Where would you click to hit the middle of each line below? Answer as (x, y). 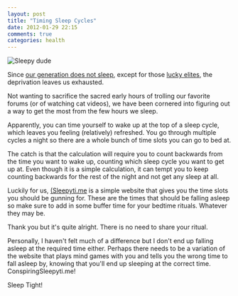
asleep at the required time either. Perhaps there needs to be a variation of (117, 249)
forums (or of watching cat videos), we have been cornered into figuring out (119, 103)
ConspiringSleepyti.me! (42, 271)
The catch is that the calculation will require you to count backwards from (115, 154)
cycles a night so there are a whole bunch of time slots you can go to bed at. (119, 141)
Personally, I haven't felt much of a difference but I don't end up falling (110, 241)
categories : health (36, 41)
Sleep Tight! (25, 285)
